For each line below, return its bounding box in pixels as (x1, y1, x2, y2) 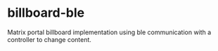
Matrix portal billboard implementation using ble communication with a (7, 28, 212, 36)
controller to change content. (7, 35, 91, 43)
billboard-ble (7, 5, 85, 21)
